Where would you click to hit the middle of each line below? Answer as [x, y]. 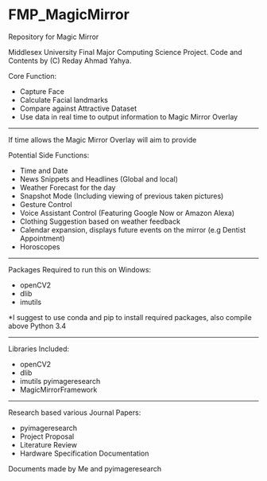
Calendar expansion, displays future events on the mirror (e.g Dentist [133, 229]
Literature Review [48, 444]
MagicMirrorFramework [58, 389]
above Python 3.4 [37, 326]
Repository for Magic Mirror [54, 37]
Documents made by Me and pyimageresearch [85, 468]
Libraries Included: [39, 349]
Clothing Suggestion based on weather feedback [100, 221]
